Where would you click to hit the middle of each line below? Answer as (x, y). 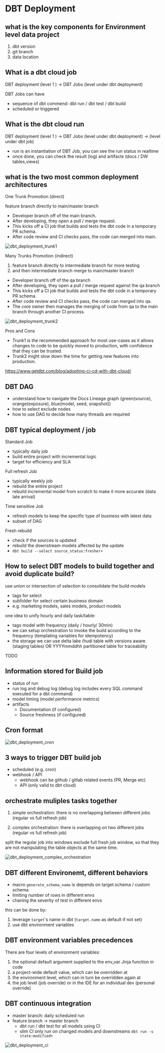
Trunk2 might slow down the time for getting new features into (75, 356)
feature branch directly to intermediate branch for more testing (76, 265)
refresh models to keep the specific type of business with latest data (82, 516)
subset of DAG (27, 521)
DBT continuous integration (48, 1004)
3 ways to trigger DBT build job (53, 757)
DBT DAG (19, 387)
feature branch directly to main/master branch (52, 206)
